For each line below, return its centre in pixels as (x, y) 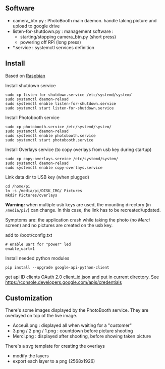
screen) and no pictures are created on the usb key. (59, 225)
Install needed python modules (37, 258)
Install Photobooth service (32, 117)
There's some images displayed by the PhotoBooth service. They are (77, 310)
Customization (29, 298)
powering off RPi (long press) (51, 42)
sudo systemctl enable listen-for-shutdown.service (61, 103)
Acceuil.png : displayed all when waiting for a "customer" (72, 325)
